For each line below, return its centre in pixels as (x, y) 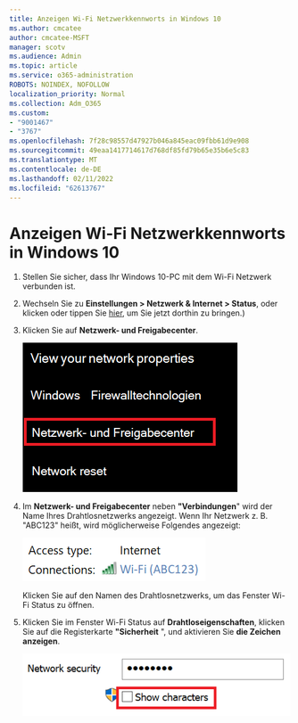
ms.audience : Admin (46, 57)
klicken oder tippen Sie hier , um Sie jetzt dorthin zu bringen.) (133, 313)
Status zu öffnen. (62, 605)
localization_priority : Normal (67, 94)
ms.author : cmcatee (46, 28)
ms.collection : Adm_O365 (55, 103)
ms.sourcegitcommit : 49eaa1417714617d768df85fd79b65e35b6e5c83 (129, 151)
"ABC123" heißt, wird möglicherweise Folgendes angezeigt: (131, 525)
